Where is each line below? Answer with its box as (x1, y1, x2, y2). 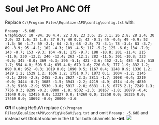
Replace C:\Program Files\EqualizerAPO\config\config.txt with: (5, 19, 135, 25)
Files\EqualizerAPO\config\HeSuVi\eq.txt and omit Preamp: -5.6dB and (5, 110, 148, 115)
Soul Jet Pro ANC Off (5, 3, 91, 14)
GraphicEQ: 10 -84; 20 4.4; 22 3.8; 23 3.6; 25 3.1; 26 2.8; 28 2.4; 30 (5, 33, 155, 38)
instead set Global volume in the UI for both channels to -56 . (5, 115, 126, 121)
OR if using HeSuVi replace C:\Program (5, 105, 82, 111)
